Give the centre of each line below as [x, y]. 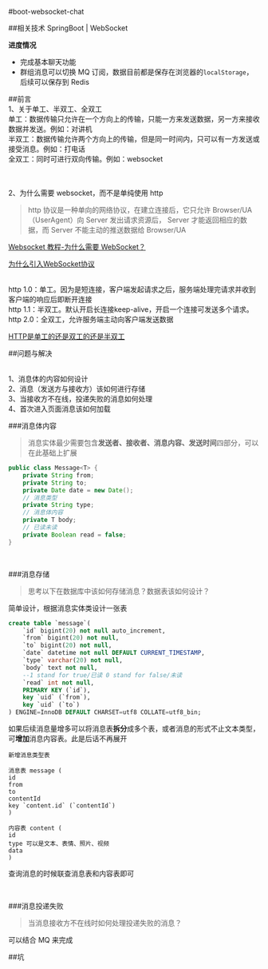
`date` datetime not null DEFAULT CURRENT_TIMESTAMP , [114, 653]
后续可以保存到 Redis [55, 82]
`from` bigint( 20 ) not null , [71, 638]
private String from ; [58, 475]
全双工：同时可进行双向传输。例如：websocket [86, 159]
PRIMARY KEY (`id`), [57, 690]
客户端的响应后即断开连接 [50, 299]
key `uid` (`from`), [57, 698]
